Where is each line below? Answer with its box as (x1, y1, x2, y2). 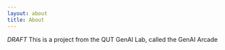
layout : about (7, 10, 48, 17)
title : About (7, 16, 45, 23)
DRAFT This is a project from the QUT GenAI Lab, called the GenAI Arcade (7, 35, 218, 43)
